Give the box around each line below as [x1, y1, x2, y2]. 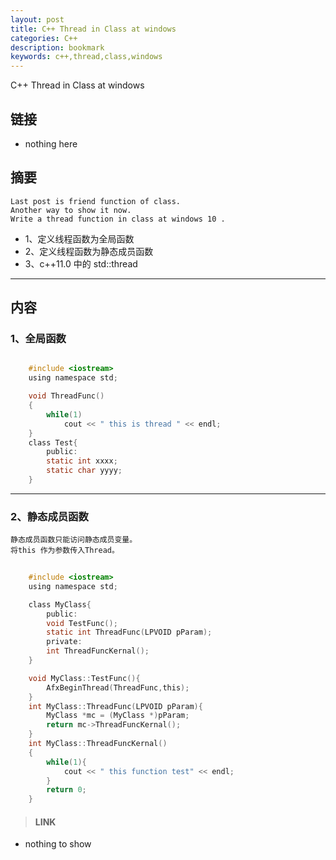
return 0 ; [46, 785, 87, 795]
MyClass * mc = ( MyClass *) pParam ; [46, 711, 190, 721]
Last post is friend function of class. [10, 196, 182, 206]
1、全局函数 [10, 332, 67, 346]
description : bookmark [10, 42, 105, 53]
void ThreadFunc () [28, 391, 105, 401]
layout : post [10, 14, 65, 25]
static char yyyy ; [46, 466, 123, 476]
